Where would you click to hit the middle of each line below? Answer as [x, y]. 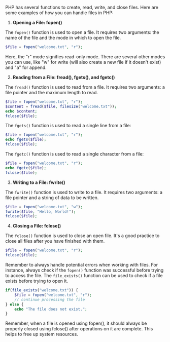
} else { [14, 304]
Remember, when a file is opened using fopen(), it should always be [76, 323]
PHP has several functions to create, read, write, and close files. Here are [82, 7]
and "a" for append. [26, 67]
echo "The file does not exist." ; [51, 309]
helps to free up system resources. [42, 334]
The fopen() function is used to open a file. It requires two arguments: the [82, 32]
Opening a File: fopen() [37, 23]
